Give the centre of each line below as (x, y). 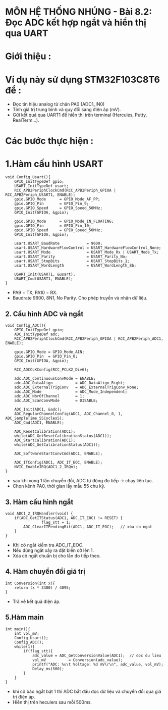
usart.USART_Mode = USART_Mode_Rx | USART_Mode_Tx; (87, 252)
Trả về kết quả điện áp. (36, 601)
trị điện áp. (24, 697)
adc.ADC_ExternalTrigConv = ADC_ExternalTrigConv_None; (76, 387)
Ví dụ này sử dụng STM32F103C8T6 (83, 80)
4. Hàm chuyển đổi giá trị (45, 572)
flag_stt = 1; (56, 523)
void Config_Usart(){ (28, 177)
